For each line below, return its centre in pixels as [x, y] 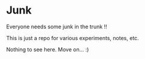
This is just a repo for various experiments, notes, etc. [72, 38]
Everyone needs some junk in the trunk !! [57, 27]
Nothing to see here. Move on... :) [48, 49]
